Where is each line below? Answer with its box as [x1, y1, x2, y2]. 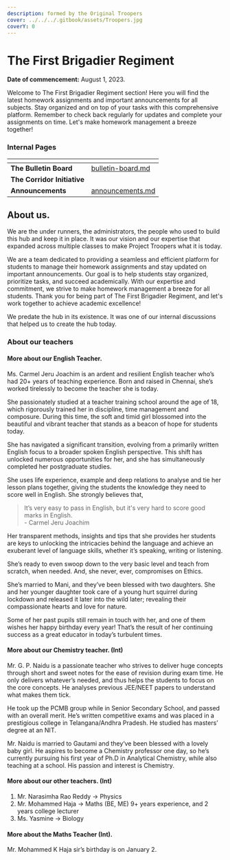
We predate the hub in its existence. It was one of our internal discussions [7, 313, 216, 321]
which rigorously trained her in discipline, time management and [7, 405, 189, 413]
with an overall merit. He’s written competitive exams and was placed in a [7, 711, 215, 719]
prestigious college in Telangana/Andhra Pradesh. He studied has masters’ [7, 718, 218, 727]
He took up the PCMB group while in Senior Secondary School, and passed [7, 704, 220, 712]
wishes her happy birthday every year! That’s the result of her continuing [7, 623, 213, 631]
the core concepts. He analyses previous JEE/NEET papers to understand [7, 683, 216, 691]
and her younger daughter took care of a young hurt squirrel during [7, 587, 198, 596]
